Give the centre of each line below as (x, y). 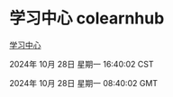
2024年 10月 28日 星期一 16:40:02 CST (82, 64)
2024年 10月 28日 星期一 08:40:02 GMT (84, 83)
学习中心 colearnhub (87, 18)
